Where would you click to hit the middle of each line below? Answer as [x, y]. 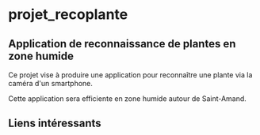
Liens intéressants [55, 124]
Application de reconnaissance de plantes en [122, 44]
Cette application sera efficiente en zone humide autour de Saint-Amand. [128, 99]
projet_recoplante [68, 15]
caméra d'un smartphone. [51, 83]
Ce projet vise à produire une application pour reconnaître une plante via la [130, 75]
